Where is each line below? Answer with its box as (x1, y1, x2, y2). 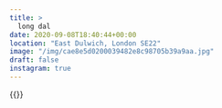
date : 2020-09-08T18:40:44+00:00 (9, 30, 137, 39)
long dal (17, 22, 51, 31)
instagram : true (9, 64, 71, 74)
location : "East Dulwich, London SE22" (9, 38, 162, 48)
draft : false (9, 55, 59, 64)
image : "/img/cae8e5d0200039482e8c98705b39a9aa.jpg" (9, 47, 215, 56)
